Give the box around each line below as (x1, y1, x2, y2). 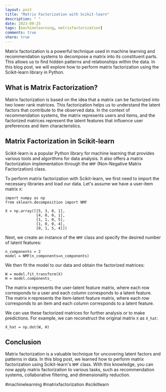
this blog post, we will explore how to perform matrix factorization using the (5, 64, 159, 70)
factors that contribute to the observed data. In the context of (5, 107, 130, 113)
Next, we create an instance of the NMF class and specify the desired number (5, 234, 161, 240)
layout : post (5, 7, 32, 12)
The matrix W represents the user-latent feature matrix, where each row (5, 285, 150, 290)
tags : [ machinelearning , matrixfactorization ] (5, 26, 103, 31)
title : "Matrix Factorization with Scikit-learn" (5, 12, 110, 17)
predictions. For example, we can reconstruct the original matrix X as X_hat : (5, 315, 158, 321)
